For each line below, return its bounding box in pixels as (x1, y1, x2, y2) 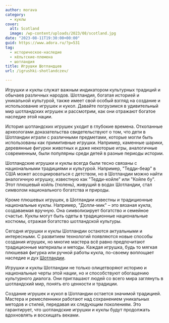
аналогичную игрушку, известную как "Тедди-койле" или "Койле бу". (5, 176, 155, 182)
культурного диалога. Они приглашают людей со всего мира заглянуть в (5, 275, 164, 281)
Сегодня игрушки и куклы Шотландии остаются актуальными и (5, 228, 143, 234)
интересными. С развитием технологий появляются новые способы (5, 234, 153, 239)
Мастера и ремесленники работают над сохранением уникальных (5, 296, 150, 302)
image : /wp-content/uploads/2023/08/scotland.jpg (10, 31, 116, 36)
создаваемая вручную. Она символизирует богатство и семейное (5, 208, 149, 213)
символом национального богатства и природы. (5, 187, 110, 193)
